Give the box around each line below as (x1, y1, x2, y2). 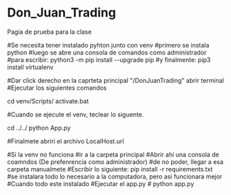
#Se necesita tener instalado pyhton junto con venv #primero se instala (7, 41, 210, 49)
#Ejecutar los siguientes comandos (7, 83, 107, 92)
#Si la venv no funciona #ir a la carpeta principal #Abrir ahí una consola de (7, 150, 219, 158)
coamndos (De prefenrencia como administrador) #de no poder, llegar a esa (7, 157, 224, 166)
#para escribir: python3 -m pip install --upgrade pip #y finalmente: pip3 (7, 55, 211, 63)
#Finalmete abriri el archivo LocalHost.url (7, 136, 124, 145)
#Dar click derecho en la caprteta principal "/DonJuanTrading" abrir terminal (7, 76, 224, 84)
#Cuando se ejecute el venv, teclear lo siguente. (7, 110, 144, 119)
